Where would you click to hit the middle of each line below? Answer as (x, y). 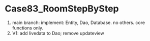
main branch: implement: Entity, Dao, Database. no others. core (79, 22)
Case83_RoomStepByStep (62, 9)
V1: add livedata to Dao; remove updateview (58, 33)
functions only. (28, 27)
